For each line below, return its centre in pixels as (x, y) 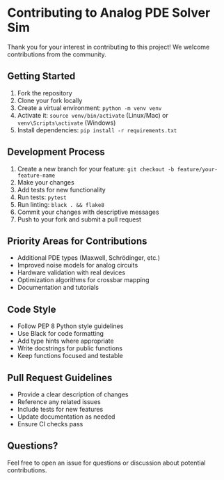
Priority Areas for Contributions (77, 241)
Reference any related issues (59, 402)
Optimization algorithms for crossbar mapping (83, 280)
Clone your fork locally (50, 100)
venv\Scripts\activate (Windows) (66, 123)
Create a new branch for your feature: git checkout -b (96, 169)
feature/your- (197, 169)
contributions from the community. (57, 54)
